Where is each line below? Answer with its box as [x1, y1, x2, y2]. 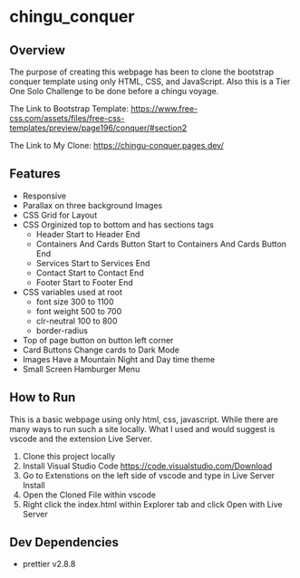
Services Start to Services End [35, 257, 150, 268]
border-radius [35, 324, 89, 336]
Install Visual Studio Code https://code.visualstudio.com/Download [22, 460, 273, 471]
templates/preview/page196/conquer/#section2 [9, 122, 188, 133]
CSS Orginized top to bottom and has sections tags [22, 219, 215, 230]
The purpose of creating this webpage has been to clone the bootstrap [9, 66, 275, 77]
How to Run [9, 390, 76, 405]
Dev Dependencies [9, 535, 120, 550]
